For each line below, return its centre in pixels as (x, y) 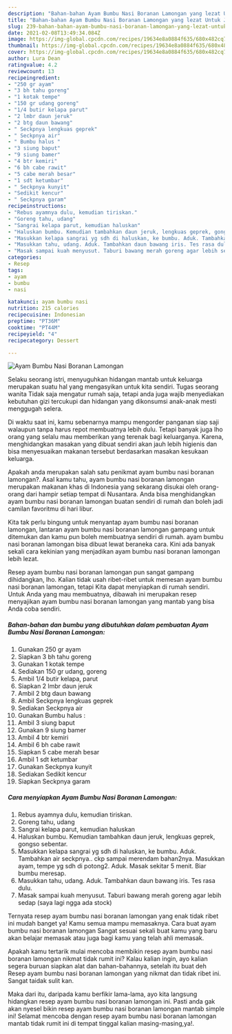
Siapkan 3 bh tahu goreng (54, 657)
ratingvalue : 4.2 (33, 65)
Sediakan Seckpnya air (50, 708)
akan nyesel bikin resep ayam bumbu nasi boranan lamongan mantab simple (116, 1009)
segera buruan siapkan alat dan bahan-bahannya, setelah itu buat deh (107, 966)
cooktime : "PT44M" (34, 328)
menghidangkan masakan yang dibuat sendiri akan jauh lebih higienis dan (113, 444)
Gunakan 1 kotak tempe (51, 664)
